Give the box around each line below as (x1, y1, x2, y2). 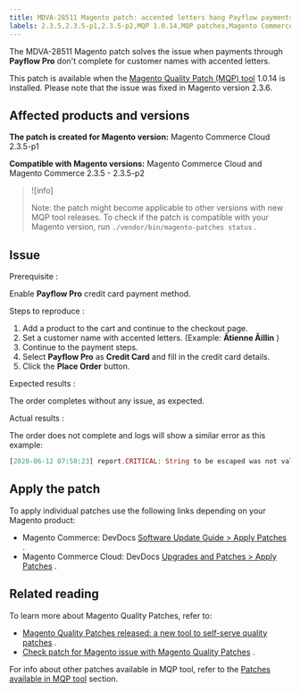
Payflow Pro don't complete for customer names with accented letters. (9, 55, 271, 66)
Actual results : (9, 413, 64, 424)
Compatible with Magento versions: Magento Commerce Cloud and (9, 158, 262, 170)
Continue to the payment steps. (21, 342, 138, 353)
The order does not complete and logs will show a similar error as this (9, 430, 266, 441)
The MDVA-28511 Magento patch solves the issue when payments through (9, 46, 283, 56)
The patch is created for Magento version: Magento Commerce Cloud (9, 131, 271, 143)
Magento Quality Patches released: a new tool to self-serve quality (21, 627, 268, 638)
